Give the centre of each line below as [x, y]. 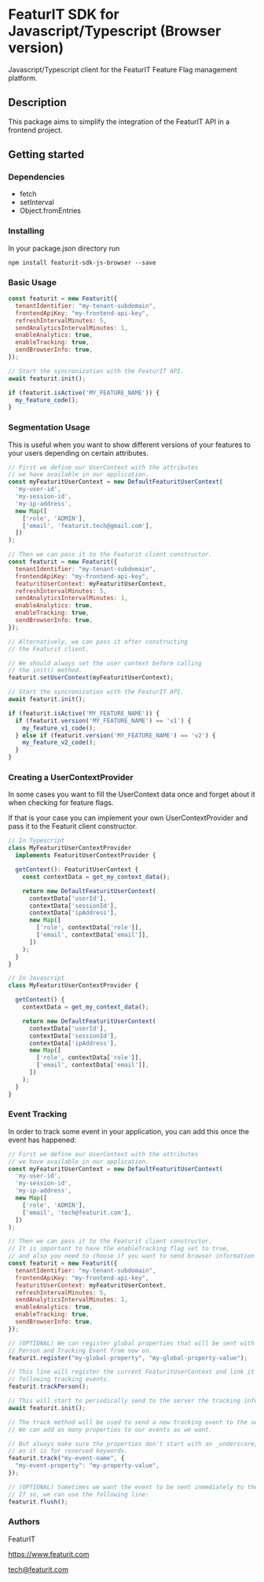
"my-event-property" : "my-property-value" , [87, 1466]
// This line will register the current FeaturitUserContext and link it [132, 1372]
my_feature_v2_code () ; [59, 743]
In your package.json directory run [64, 248]
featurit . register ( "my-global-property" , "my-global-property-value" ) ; [128, 1358]
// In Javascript [37, 978]
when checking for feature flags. [61, 803]
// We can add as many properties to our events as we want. [110, 1430]
